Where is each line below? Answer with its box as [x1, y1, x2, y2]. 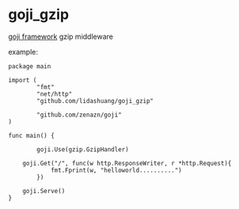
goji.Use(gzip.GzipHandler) [36, 145, 129, 154]
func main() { [8, 131, 55, 139]
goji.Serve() [22, 187, 66, 195]
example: [8, 47, 38, 56]
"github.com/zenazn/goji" [36, 111, 123, 119]
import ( [8, 76, 37, 84]
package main [8, 62, 51, 70]
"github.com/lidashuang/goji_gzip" [36, 97, 154, 104]
